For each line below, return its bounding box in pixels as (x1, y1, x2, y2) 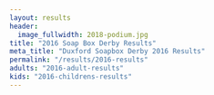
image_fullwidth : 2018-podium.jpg (17, 30, 148, 39)
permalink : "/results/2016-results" (9, 55, 148, 64)
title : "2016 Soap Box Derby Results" (9, 38, 157, 48)
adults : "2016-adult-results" (9, 64, 125, 73)
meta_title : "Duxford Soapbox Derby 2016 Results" (9, 47, 206, 56)
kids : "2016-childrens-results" (9, 72, 132, 81)
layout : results (9, 13, 71, 23)
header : (9, 22, 39, 31)
